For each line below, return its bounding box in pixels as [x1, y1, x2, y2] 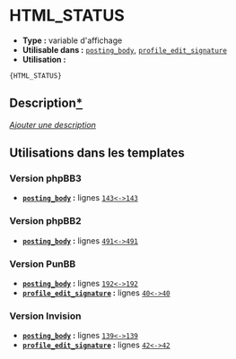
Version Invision [9, 310, 82, 322]
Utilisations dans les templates [9, 145, 186, 161]
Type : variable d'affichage [22, 35, 123, 46]
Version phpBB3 [9, 172, 83, 184]
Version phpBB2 [9, 215, 83, 227]
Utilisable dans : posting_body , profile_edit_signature [22, 44, 227, 55]
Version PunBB [9, 257, 76, 269]
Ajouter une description [9, 119, 97, 130]
